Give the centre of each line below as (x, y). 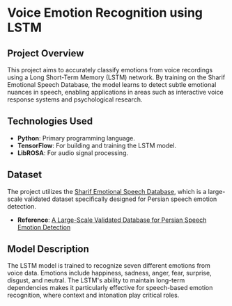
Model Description (48, 249)
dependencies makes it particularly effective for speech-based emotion (110, 288)
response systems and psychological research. (75, 99)
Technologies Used (50, 121)
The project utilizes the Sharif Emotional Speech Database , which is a (107, 191)
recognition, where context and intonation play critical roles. (93, 295)
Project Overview (46, 53)
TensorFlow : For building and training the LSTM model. (96, 145)
